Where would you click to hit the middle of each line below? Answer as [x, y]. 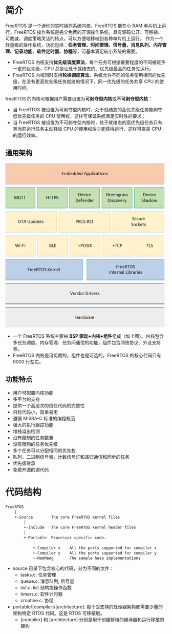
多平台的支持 [26, 399]
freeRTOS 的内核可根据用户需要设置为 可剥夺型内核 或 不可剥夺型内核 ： [79, 98]
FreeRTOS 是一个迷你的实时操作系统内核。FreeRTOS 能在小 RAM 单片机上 [84, 26]
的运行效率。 [26, 135]
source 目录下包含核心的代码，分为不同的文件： [63, 568]
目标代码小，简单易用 [35, 412]
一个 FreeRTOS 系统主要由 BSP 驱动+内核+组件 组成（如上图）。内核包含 [88, 336]
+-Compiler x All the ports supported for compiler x [95, 548]
